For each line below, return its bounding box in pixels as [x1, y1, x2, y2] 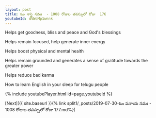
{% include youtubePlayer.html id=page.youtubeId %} [5, 91, 113, 97]
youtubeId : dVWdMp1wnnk [5, 16, 53, 21]
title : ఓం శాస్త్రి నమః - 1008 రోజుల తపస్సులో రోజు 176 [5, 12, 107, 17]
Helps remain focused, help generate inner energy [5, 39, 106, 45]
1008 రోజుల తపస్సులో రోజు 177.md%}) [5, 107, 76, 113]
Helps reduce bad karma [5, 72, 55, 78]
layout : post [5, 7, 31, 12]
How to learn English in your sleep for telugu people [5, 82, 109, 87]
